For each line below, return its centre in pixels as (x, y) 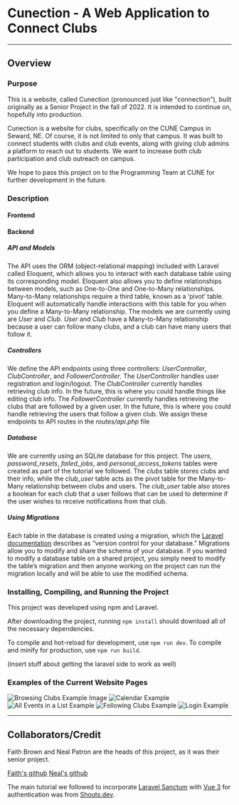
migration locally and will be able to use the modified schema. (98, 573)
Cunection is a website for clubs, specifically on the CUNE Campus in (109, 128)
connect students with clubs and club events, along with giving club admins (118, 143)
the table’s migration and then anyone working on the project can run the (114, 565)
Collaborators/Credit (54, 735)
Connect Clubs (52, 28)
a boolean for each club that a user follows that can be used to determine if (118, 493)
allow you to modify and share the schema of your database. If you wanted (117, 550)
